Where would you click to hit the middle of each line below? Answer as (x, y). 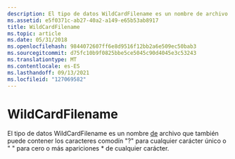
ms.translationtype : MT (42, 60)
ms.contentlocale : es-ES (44, 66)
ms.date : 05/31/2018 (38, 40)
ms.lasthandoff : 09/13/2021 (49, 72)
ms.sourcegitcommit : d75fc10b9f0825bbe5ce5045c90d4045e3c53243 (102, 53)
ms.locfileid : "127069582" (47, 79)
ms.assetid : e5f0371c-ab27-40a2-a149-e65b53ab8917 (83, 20)
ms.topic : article (34, 33)
